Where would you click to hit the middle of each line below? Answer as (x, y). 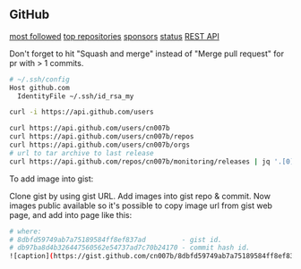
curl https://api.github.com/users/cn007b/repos (102, 137)
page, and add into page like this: (71, 214)
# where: (26, 231)
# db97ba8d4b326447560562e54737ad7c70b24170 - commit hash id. (130, 248)
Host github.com (39, 88)
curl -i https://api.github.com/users (82, 112)
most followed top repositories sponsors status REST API (114, 36)
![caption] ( (31, 256)
